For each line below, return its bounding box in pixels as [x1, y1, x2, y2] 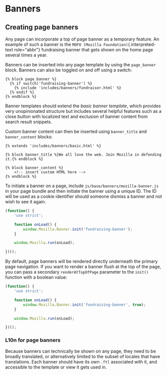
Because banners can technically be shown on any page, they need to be [5, 348, 156, 354]
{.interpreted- [128, 41, 156, 47]
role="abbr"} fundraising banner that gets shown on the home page [14, 47, 154, 52]
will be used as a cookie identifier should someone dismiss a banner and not [5, 193, 162, 199]
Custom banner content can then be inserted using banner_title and [5, 128, 147, 134]
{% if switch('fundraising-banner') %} [9, 81, 93, 86]
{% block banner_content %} [5, 165, 64, 170]
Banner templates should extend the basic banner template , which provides [5, 103, 161, 109]
